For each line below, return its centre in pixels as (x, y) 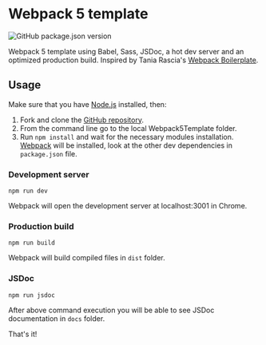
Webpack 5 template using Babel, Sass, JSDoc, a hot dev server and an (126, 51)
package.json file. (48, 153)
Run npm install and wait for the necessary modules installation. (127, 137)
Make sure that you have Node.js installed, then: (87, 104)
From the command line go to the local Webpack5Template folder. (128, 128)
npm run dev (28, 191)
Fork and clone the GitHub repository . (81, 120)
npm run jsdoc (32, 295)
